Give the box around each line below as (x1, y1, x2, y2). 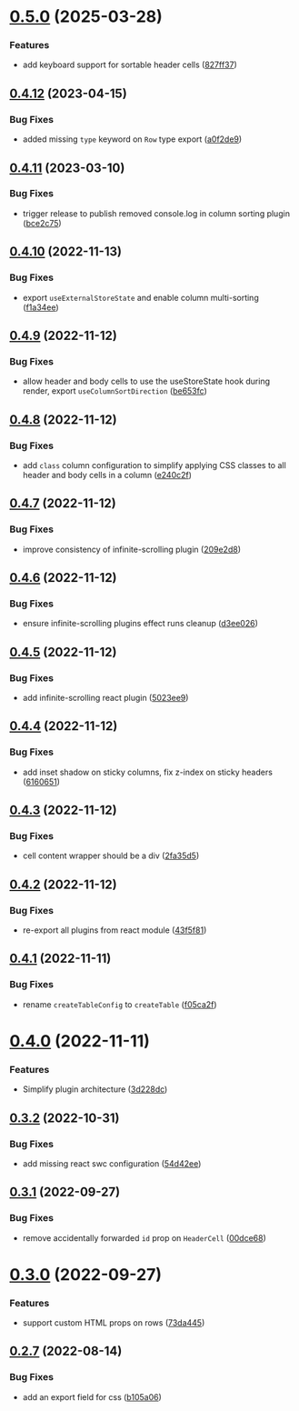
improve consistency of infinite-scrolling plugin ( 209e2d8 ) (22, 544, 242, 555)
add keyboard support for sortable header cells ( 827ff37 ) (22, 59, 238, 70)
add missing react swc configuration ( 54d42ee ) (22, 1157, 202, 1169)
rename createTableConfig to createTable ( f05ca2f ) (22, 998, 217, 1010)
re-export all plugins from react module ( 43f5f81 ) (22, 925, 207, 936)
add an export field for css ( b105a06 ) (22, 1391, 162, 1402)
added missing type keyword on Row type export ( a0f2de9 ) (22, 134, 243, 145)
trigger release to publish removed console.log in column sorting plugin (22, 207, 291, 219)
